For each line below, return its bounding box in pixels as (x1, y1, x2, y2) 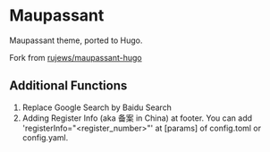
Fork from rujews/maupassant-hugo (9, 52, 142, 63)
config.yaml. (21, 131, 69, 143)
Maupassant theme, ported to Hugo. (9, 35, 143, 46)
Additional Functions (9, 78, 128, 94)
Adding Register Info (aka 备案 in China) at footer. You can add (21, 113, 253, 123)
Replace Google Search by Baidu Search (21, 102, 173, 113)
